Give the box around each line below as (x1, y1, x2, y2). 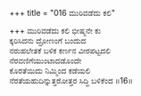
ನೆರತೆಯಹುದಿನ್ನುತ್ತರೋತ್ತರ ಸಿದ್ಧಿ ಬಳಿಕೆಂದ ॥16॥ (9, 76, 134, 85)
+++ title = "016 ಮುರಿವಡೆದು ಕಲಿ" (9, 8, 116, 18)
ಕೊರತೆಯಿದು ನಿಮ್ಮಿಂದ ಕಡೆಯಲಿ (9, 66, 91, 76)
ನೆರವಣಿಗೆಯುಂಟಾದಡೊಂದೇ (9, 55, 82, 66)
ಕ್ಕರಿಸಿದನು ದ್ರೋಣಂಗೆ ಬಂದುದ (9, 36, 87, 45)
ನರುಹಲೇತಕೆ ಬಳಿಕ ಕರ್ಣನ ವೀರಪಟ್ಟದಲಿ (9, 45, 112, 56)
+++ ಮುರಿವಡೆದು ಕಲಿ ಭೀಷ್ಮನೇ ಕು (9, 26, 101, 36)
